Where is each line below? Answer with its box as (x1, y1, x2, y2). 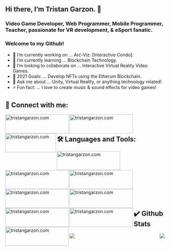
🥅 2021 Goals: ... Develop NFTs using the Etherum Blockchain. (12, 73, 142, 79)
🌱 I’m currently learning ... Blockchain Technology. (12, 57, 117, 63)
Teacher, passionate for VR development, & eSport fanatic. (5, 26, 153, 33)
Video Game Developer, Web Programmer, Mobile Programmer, (5, 20, 163, 27)
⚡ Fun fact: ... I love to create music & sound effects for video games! (12, 84, 157, 90)
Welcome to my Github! (5, 40, 64, 47)
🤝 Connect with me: (5, 101, 68, 109)
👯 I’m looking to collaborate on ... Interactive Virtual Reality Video (12, 62, 148, 68)
